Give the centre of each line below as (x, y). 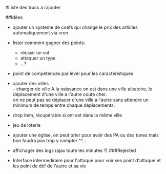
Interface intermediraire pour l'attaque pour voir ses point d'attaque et (87, 160)
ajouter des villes (31, 83)
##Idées (14, 17)
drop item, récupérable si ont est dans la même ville (67, 115)
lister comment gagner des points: (49, 43)
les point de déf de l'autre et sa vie (49, 166)
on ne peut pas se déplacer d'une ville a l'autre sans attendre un (80, 100)
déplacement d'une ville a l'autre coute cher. (60, 94)
